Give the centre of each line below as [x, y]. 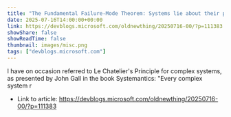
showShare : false [32, 32]
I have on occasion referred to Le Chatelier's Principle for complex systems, [114, 71]
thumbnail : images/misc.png [47, 45]
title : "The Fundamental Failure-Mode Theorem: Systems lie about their [113, 13]
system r [20, 86]
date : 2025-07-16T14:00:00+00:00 [55, 20]
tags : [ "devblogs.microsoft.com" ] [57, 52]
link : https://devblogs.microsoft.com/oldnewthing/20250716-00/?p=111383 [115, 26]
